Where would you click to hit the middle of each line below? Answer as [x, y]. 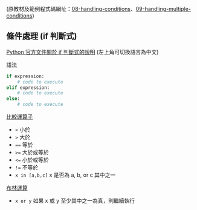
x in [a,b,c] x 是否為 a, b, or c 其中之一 [65, 175]
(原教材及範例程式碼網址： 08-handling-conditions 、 [71, 9]
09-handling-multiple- [163, 9]
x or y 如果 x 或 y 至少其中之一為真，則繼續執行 [75, 201]
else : [13, 99]
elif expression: [28, 87]
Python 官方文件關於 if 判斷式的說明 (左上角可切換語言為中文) [82, 52]
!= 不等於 [27, 168]
